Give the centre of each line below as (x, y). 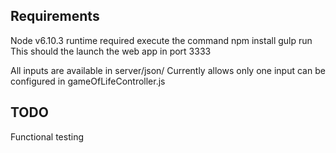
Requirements (55, 16)
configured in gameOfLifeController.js (88, 81)
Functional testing (47, 136)
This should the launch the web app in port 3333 (111, 51)
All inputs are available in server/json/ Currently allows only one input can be (168, 70)
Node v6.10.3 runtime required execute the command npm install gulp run (161, 40)
